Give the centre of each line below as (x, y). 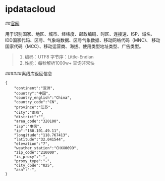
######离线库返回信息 (29, 73)
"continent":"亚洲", (34, 88)
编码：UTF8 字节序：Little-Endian (59, 57)
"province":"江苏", (33, 107)
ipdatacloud (30, 9)
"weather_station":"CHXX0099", (46, 148)
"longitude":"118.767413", (42, 135)
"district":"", (30, 117)
